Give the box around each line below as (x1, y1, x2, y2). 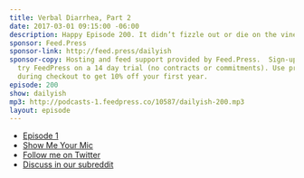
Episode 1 (22, 130, 59, 141)
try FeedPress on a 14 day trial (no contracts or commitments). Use (17, 64, 285, 73)
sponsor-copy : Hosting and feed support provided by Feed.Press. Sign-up (9, 55, 298, 64)
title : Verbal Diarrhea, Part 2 (9, 13, 131, 23)
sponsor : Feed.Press (9, 38, 88, 48)
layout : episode (9, 106, 71, 115)
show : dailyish (9, 89, 67, 98)
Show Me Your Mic (22, 140, 93, 151)
